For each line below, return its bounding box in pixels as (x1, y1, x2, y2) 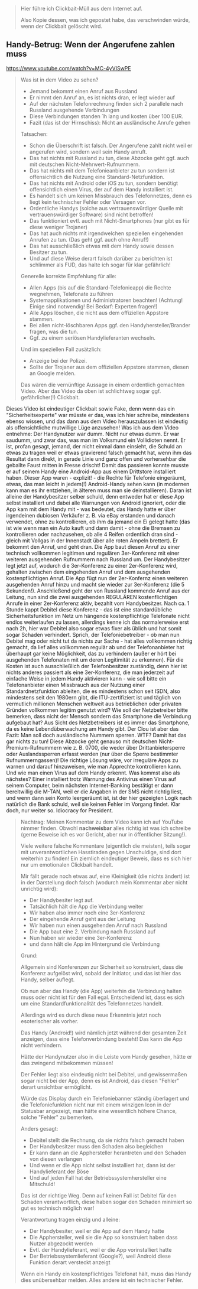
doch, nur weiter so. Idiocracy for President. (6, 806, 113, 814)
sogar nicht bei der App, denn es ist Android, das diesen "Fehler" (20, 1077, 180, 1084)
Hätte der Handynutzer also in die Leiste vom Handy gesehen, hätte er (20, 1053, 193, 1060)
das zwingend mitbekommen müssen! (20, 1059, 113, 1066)
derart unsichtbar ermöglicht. (20, 1083, 93, 1091)
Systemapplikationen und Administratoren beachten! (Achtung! (29, 297, 183, 304)
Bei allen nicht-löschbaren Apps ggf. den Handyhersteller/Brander (29, 321, 191, 328)
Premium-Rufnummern (6, 744, 62, 751)
